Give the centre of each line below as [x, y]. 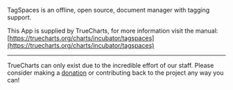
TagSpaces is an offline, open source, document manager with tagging [109, 10]
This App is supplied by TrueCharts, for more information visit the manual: [113, 31]
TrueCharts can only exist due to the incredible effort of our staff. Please [111, 65]
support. [19, 17]
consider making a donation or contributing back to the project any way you [115, 73]
